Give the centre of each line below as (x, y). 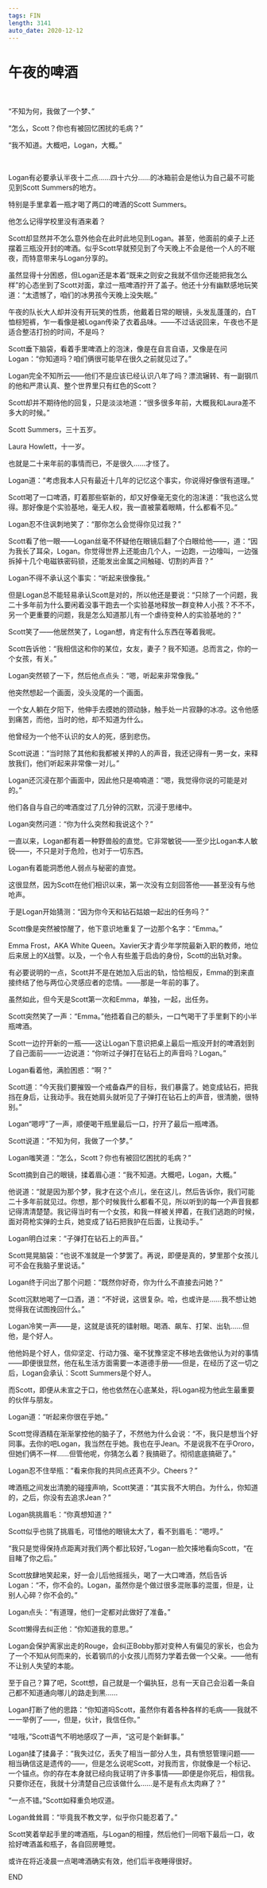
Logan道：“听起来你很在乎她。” (58, 1417)
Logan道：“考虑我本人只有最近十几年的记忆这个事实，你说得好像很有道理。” (131, 481)
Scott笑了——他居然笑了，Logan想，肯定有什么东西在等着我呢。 (114, 632)
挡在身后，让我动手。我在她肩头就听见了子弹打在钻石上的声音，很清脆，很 (130, 1097)
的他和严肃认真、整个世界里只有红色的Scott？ (83, 386)
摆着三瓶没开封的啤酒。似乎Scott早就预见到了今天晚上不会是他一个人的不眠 (132, 249)
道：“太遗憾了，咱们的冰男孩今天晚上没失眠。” (83, 295)
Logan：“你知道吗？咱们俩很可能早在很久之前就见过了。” (100, 359)
